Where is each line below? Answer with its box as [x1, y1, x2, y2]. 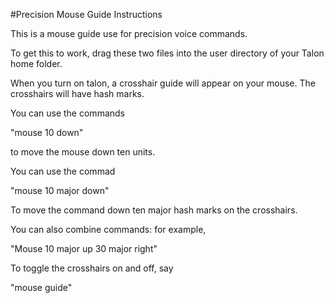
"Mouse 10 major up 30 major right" [10, 243, 158, 254]
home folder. [10, 58, 63, 69]
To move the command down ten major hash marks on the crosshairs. [10, 204, 298, 216]
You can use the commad [10, 165, 116, 177]
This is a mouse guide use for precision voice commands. [10, 28, 248, 39]
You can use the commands [10, 107, 125, 119]
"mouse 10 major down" [10, 185, 110, 196]
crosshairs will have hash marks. [10, 88, 145, 99]
